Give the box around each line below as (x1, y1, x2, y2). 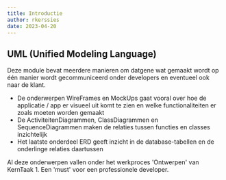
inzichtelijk (16, 131, 48, 139)
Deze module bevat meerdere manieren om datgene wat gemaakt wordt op (7, 66, 219, 75)
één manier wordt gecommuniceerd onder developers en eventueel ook (7, 73, 210, 82)
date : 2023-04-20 (7, 23, 57, 29)
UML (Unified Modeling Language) (7, 48, 157, 60)
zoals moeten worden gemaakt (16, 109, 105, 117)
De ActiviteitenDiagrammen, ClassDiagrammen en (16, 116, 159, 124)
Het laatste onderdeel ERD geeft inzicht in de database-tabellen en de (16, 138, 214, 146)
